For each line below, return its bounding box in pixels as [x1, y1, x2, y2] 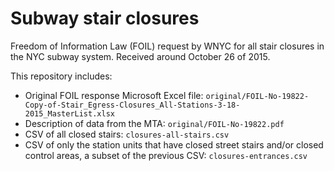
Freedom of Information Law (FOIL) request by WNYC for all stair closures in [10, 40, 325, 52]
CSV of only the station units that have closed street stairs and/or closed [24, 138, 324, 151]
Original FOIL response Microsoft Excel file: [24, 89, 204, 101]
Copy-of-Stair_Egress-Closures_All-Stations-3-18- [24, 100, 241, 110]
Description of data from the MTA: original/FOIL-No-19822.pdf [24, 117, 285, 129]
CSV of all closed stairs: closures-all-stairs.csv [24, 128, 230, 140]
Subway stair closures [10, 7, 200, 30]
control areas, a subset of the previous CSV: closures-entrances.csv [24, 149, 308, 161]
